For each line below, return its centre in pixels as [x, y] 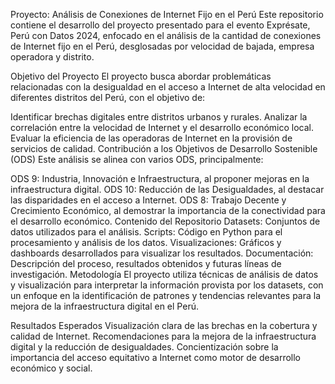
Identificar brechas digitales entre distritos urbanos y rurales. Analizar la [159, 117]
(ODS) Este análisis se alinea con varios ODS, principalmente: [137, 159]
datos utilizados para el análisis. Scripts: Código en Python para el [146, 232]
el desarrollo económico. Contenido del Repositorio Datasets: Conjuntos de [165, 221]
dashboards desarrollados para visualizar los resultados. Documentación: [162, 253]
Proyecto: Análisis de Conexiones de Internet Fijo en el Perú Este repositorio [167, 14]
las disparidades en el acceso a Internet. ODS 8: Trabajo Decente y [148, 200]
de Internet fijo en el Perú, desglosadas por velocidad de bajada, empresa [162, 46]
